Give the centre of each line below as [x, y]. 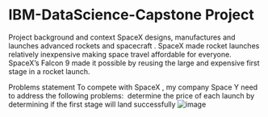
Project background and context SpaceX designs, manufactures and [122, 37]
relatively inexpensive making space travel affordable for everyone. [120, 54]
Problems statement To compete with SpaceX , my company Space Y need [133, 87]
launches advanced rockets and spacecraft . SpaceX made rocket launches [134, 45]
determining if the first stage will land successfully [92, 104]
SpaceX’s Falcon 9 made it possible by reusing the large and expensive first [134, 63]
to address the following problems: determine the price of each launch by [132, 95]
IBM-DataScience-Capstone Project [131, 15]
